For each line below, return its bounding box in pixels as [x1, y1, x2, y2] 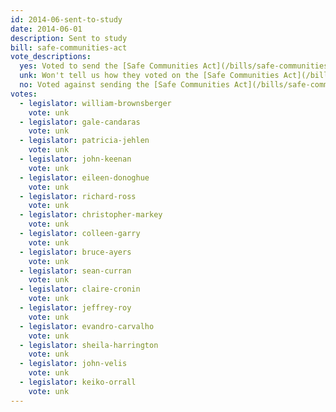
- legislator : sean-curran [19, 266, 132, 276]
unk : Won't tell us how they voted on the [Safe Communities [19, 71, 280, 81]
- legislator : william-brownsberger [19, 98, 172, 108]
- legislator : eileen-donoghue [19, 172, 150, 183]
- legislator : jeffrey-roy [19, 303, 132, 313]
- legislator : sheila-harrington [19, 340, 159, 350]
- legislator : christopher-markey [19, 210, 163, 220]
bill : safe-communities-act [10, 42, 128, 53]
